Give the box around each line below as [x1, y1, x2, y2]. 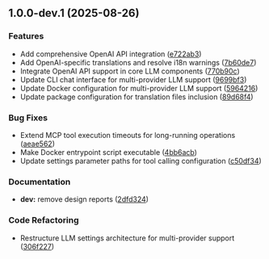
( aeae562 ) [19, 139, 55, 148]
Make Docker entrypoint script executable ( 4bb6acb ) [19, 147, 198, 157]
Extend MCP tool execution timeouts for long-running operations [19, 130, 236, 140]
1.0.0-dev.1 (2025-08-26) [8, 6, 140, 20]
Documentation [8, 176, 71, 187]
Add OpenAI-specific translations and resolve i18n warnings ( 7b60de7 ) [19, 57, 257, 67]
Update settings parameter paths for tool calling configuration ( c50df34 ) [19, 156, 263, 165]
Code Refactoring [8, 215, 79, 226]
